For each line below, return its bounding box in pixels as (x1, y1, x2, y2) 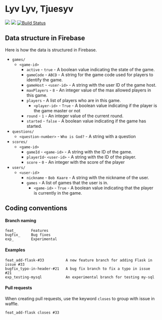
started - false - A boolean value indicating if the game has (26, 118, 147, 124)
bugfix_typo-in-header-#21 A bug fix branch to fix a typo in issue (5, 266, 150, 271)
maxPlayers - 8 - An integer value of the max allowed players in (26, 87, 151, 93)
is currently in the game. (33, 190, 82, 196)
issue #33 (5, 262, 25, 267)
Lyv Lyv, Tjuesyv (5, 3, 74, 15)
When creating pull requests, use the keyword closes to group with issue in (5, 295, 155, 301)
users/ (12, 165, 26, 170)
